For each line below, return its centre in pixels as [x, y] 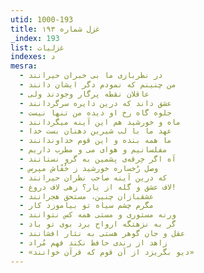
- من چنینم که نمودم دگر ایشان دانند [98, 85]
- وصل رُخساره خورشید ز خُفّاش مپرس [89, 168]
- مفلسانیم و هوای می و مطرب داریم [93, 150]
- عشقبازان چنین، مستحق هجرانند [87, 196]
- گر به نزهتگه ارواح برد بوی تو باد [98, 224]
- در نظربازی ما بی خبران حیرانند [91, 76]
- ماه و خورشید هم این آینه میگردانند [100, 122]
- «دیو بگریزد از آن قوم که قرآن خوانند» [107, 252]
